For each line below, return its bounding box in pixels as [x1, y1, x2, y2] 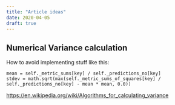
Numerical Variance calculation [6, 42, 128, 53]
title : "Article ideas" [6, 8, 67, 15]
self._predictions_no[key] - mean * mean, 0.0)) [6, 81, 131, 87]
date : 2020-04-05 [6, 15, 50, 21]
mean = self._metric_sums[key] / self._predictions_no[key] [6, 70, 162, 76]
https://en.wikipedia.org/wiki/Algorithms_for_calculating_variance [6, 92, 169, 99]
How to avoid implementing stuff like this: [6, 59, 110, 66]
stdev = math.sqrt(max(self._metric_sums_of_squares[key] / [6, 76, 162, 82]
